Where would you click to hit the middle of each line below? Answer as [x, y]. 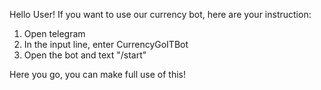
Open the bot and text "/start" [85, 55]
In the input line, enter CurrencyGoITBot [106, 44]
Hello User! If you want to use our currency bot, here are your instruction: [160, 14]
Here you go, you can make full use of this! [97, 74]
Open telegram [54, 33]
